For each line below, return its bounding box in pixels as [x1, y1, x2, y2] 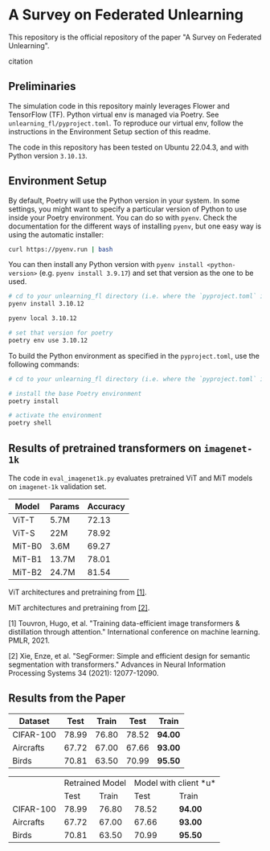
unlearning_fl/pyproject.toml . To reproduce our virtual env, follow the [8, 118, 243, 128]
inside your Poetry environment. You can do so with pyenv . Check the [8, 212, 237, 222]
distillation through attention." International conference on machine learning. [8, 627, 260, 636]
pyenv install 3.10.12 [8, 300, 84, 308]
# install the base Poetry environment [8, 389, 142, 397]
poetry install [8, 397, 59, 405]
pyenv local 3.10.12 [8, 314, 78, 323]
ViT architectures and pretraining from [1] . [8, 587, 147, 597]
